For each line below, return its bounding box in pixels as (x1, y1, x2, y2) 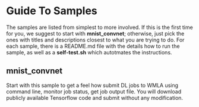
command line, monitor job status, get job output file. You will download (6, 87, 182, 95)
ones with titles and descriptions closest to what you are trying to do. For (6, 36, 185, 43)
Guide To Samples (6, 4, 98, 18)
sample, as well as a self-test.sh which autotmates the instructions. (6, 48, 172, 56)
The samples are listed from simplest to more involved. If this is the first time (6, 24, 193, 31)
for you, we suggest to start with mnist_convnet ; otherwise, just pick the (6, 30, 185, 37)
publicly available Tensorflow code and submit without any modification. (6, 94, 183, 101)
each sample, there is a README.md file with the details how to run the (6, 43, 180, 50)
